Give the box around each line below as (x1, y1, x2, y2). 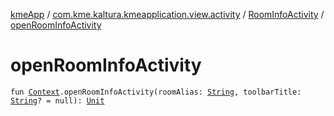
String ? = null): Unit (10, 95, 105, 106)
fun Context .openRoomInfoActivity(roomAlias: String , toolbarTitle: (10, 87, 302, 97)
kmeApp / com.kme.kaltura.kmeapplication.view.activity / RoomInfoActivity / (10, 9, 325, 20)
